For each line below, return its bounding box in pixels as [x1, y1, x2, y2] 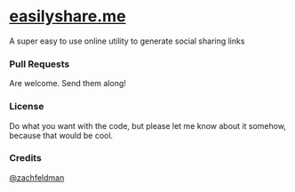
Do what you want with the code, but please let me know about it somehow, [9, 120, 287, 131]
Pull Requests [9, 58, 70, 70]
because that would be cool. [9, 130, 114, 140]
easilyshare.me [9, 6, 126, 27]
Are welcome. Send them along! [9, 78, 127, 89]
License [9, 100, 44, 113]
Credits [9, 152, 42, 164]
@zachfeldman [9, 172, 65, 183]
